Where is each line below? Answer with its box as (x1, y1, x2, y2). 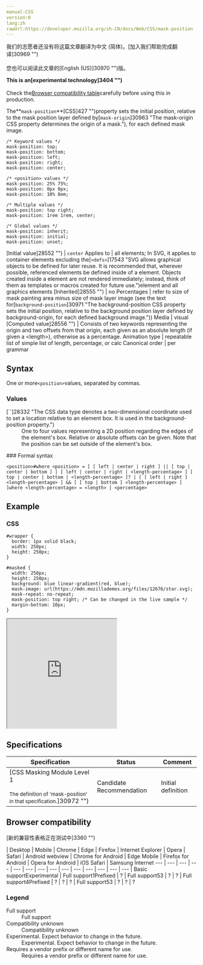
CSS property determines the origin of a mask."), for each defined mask (6, 120, 185, 127)
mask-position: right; (6, 160, 63, 166)
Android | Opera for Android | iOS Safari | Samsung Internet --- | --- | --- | (6, 859, 190, 866)
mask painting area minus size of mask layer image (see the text (6, 294, 166, 302)
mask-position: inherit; (6, 228, 69, 234)
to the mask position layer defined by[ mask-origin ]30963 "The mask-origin (6, 114, 193, 121)
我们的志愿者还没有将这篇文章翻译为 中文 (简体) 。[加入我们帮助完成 (6, 43, 173, 50)
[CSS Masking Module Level (9, 768, 89, 776)
